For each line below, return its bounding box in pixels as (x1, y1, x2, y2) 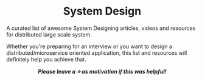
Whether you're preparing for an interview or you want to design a (6, 43, 172, 50)
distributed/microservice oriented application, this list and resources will (6, 49, 187, 56)
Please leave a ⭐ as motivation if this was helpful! (38, 68, 167, 75)
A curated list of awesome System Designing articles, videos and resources (6, 24, 196, 32)
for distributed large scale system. (6, 30, 92, 38)
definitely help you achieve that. (6, 55, 86, 63)
